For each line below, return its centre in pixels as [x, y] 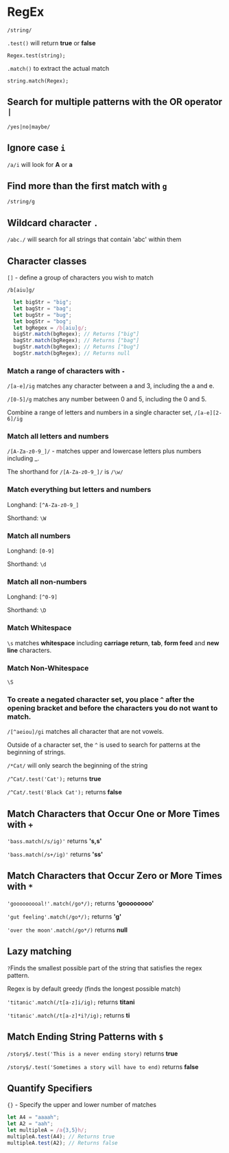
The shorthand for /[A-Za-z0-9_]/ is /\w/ [65, 472]
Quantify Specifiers [50, 1088]
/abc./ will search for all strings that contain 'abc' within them [94, 239]
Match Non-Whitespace [48, 668]
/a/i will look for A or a [40, 164]
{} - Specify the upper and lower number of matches [82, 1105]
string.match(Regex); [38, 81]
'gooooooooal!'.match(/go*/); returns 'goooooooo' [81, 903]
